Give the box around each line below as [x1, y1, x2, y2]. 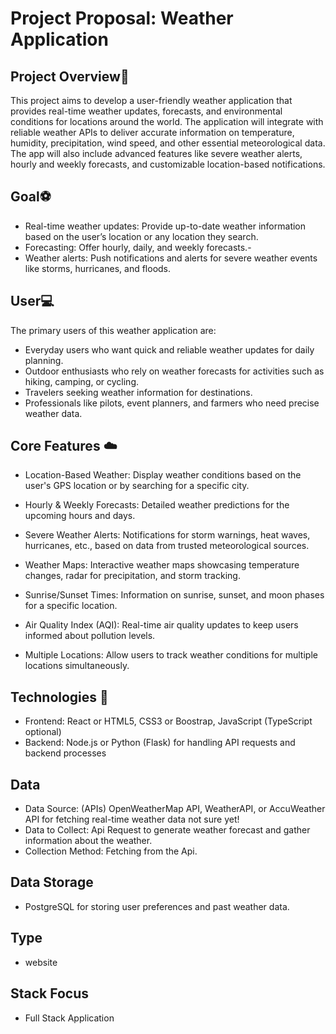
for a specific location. [24, 600, 118, 612]
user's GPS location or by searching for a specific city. [24, 480, 250, 492]
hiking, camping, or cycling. [24, 375, 140, 387]
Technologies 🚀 [10, 688, 109, 706]
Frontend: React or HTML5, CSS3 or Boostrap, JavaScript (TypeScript [24, 715, 313, 727]
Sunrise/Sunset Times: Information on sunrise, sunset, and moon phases [24, 589, 325, 601]
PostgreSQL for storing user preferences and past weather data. [24, 900, 290, 912]
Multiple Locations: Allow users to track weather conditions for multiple [24, 649, 318, 661]
